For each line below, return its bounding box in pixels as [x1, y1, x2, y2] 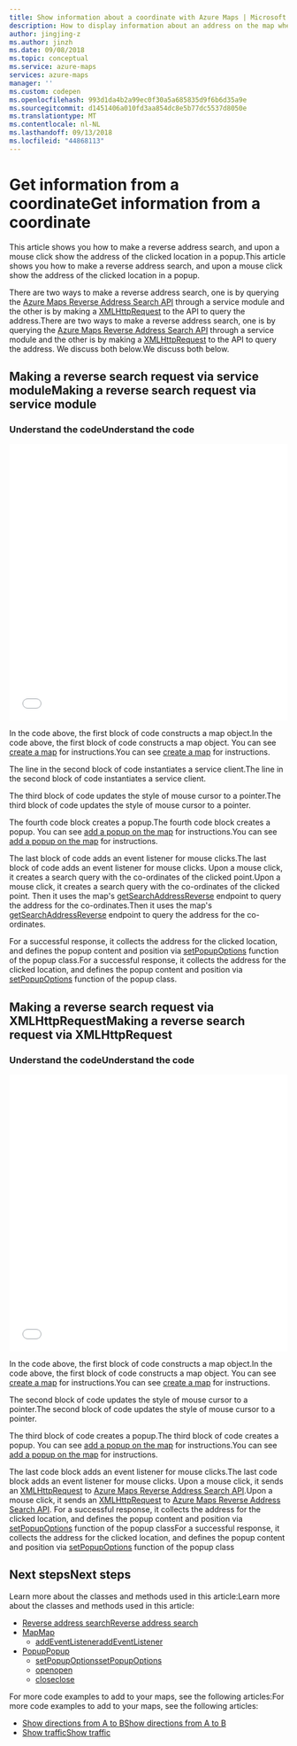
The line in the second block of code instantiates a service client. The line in [9, 764, 284, 775]
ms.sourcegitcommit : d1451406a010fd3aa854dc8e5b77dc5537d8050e [9, 104, 247, 113]
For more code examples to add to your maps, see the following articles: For [9, 1691, 285, 1702]
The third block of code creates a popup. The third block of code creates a [9, 1431, 279, 1441]
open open [34, 1665, 73, 1675]
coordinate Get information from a [9, 193, 261, 213]
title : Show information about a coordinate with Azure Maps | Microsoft [9, 12, 287, 22]
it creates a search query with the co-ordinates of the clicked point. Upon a [9, 872, 281, 882]
